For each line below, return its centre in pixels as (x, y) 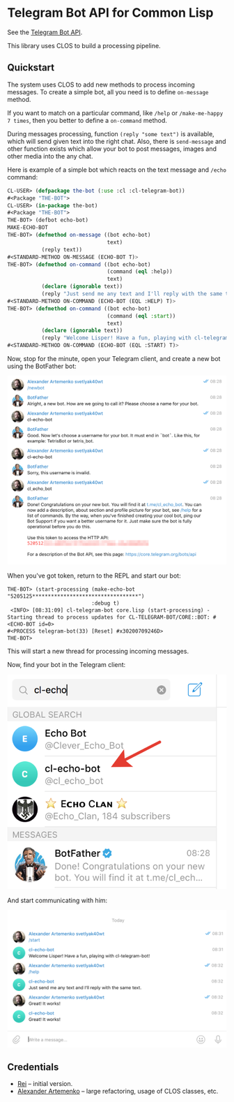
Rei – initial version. (45, 1084)
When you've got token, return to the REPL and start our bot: (94, 575)
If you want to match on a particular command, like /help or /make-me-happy (115, 112)
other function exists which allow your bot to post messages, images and (112, 149)
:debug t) (106, 603)
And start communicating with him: (57, 901)
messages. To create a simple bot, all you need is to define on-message (108, 91)
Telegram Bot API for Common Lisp (110, 13)
